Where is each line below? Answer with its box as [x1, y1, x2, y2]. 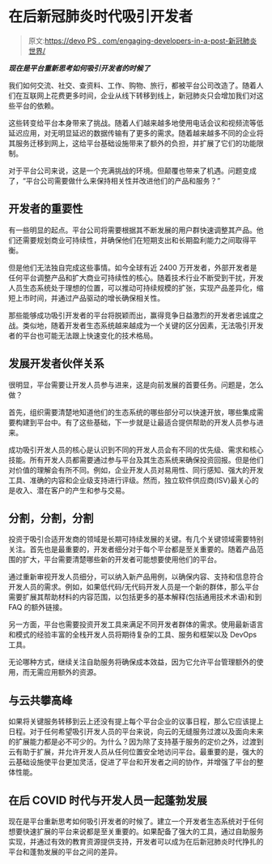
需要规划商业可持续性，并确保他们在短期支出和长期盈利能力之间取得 [22, 235, 249, 244]
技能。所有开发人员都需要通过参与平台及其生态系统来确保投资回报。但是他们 [8, 455, 264, 464]
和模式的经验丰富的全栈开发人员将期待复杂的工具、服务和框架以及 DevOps [8, 630, 257, 640]
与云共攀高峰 [8, 693, 73, 707]
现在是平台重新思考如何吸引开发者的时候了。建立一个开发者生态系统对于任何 [8, 817, 264, 826]
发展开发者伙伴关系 [8, 356, 104, 370]
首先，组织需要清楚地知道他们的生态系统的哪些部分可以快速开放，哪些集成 [8, 407, 257, 417]
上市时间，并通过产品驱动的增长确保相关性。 [15, 293, 164, 303]
